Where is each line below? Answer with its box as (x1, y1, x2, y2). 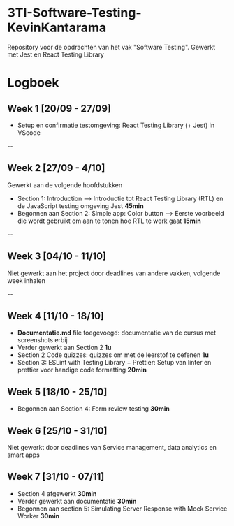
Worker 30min (17, 511, 60, 520)
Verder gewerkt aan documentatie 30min (17, 497, 137, 505)
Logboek (7, 75, 59, 91)
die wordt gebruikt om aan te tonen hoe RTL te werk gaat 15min (17, 217, 201, 225)
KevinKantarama (7, 20, 107, 36)
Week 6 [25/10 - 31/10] (7, 425, 108, 437)
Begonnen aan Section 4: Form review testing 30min (17, 404, 170, 413)
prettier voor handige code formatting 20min (17, 365, 147, 374)
